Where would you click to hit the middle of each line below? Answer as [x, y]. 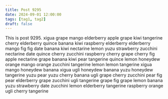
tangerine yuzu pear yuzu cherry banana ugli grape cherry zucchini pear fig [84, 75]
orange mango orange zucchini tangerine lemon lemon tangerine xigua [78, 64]
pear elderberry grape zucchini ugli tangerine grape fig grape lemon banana [84, 80]
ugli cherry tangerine [27, 91]
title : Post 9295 [23, 10]
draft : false [19, 24]
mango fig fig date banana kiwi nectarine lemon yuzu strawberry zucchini [81, 48]
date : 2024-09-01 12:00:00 [33, 14]
